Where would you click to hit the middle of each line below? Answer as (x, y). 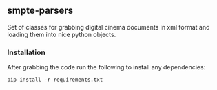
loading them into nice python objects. (62, 34)
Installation (27, 52)
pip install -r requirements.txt (55, 80)
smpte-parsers (40, 11)
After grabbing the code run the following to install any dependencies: (106, 67)
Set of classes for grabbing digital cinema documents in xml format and (108, 27)
